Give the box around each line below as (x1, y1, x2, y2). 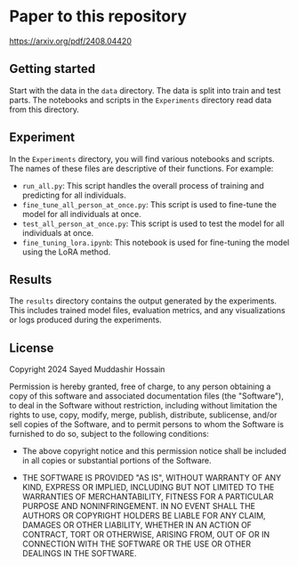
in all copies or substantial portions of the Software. (21, 456, 212, 466)
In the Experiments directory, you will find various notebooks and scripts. (9, 153, 275, 164)
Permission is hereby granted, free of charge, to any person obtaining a (9, 381, 271, 392)
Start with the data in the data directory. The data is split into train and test (9, 85, 282, 95)
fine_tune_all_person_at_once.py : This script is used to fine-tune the (21, 198, 278, 210)
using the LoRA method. (21, 247, 111, 257)
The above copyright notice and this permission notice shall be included (21, 446, 287, 457)
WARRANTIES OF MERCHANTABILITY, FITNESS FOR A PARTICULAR (21, 491, 274, 502)
